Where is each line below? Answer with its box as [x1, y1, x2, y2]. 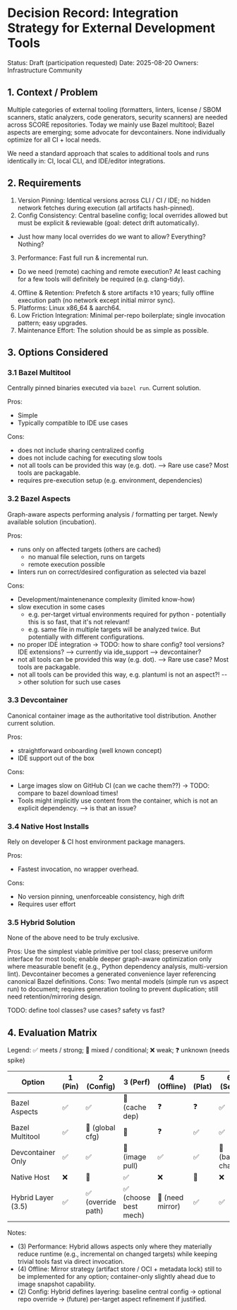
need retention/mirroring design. [7, 992, 102, 1001]
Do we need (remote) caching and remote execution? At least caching [17, 267, 221, 275]
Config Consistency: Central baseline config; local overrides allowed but [17, 211, 228, 219]
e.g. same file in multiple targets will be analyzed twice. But [28, 625, 201, 633]
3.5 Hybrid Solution [7, 918, 75, 928]
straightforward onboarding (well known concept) [17, 746, 162, 754]
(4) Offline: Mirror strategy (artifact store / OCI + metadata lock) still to [17, 1265, 222, 1273]
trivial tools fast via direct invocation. [17, 1258, 125, 1266]
